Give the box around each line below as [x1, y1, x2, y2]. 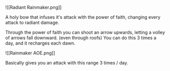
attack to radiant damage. [5, 20, 60, 25]
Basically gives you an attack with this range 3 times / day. [5, 60, 129, 65]
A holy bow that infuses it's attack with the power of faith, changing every [5, 14, 161, 20]
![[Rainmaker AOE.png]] [5, 50, 55, 56]
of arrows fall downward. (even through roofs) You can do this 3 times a [5, 35, 157, 41]
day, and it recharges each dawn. [5, 40, 76, 46]
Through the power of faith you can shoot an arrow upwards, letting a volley [5, 29, 165, 35]
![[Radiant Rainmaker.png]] [5, 5, 62, 10]
